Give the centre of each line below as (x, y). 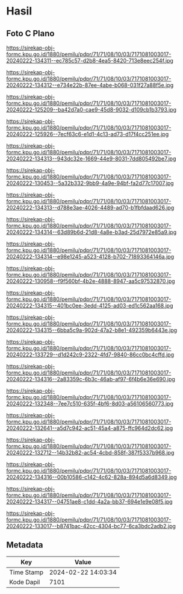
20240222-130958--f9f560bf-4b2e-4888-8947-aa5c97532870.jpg (91, 281)
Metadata (25, 545)
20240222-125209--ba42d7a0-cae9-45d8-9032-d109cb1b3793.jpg (91, 109)
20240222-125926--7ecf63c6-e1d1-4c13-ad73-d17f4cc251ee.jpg (88, 134)
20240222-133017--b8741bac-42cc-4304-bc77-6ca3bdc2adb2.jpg (91, 526)
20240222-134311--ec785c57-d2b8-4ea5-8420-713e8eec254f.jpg (90, 61)
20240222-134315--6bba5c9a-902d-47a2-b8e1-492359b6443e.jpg (92, 330)
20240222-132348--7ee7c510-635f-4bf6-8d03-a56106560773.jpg (90, 403)
